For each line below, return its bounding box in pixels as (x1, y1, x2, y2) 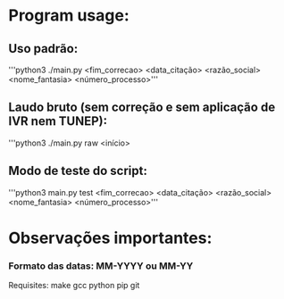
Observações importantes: (8, 228, 213, 248)
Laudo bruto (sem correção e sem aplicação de (8, 100, 276, 115)
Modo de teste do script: (8, 163, 148, 179)
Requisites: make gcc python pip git (8, 280, 140, 291)
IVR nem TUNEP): (8, 113, 108, 129)
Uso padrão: (8, 41, 79, 56)
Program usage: (8, 5, 130, 26)
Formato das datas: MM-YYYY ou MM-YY (8, 260, 194, 272)
